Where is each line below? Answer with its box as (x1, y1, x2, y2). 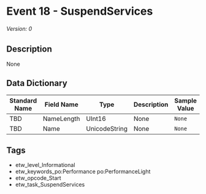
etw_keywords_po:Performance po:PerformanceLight (15, 168, 151, 176)
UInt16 (85, 114, 106, 123)
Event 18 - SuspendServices (6, 4, 153, 18)
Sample (174, 96, 197, 105)
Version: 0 (6, 25, 32, 32)
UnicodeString (85, 124, 128, 133)
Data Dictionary (6, 78, 67, 88)
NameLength (42, 114, 80, 123)
